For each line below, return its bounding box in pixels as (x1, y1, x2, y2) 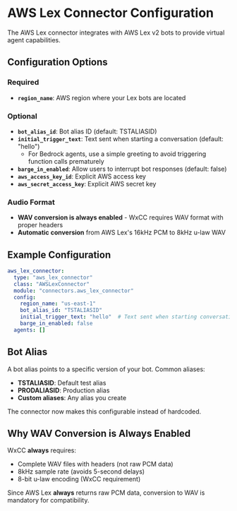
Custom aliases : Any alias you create (17, 393, 127, 402)
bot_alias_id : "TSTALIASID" (20, 307, 102, 314)
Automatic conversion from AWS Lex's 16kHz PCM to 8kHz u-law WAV (17, 228, 226, 237)
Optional (7, 111, 37, 121)
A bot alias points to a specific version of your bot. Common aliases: (7, 365, 206, 373)
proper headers (17, 221, 63, 229)
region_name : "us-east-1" (20, 300, 97, 308)
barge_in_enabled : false (20, 320, 93, 327)
